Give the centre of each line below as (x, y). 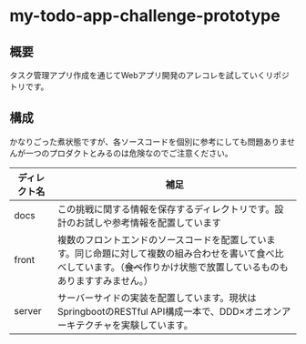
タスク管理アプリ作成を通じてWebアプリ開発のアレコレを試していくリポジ (149, 75)
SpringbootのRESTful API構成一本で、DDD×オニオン (170, 311)
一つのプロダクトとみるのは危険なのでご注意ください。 (129, 153)
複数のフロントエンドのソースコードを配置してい (162, 239)
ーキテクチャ (85, 325)
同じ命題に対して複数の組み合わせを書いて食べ (174, 253)
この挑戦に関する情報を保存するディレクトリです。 (166, 208)
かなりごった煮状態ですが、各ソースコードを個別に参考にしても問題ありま (148, 141)
